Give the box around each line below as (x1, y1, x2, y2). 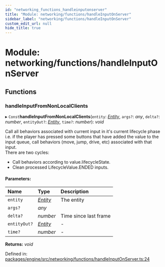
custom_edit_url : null (5, 21, 52, 26)
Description (60, 188, 89, 195)
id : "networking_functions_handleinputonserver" (5, 7, 107, 12)
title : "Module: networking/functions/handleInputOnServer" (5, 12, 132, 17)
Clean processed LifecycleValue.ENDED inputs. (12, 164, 109, 170)
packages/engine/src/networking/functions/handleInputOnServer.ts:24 (5, 256, 150, 262)
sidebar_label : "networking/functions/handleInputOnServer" (5, 16, 132, 21)
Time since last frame (60, 213, 111, 220)
